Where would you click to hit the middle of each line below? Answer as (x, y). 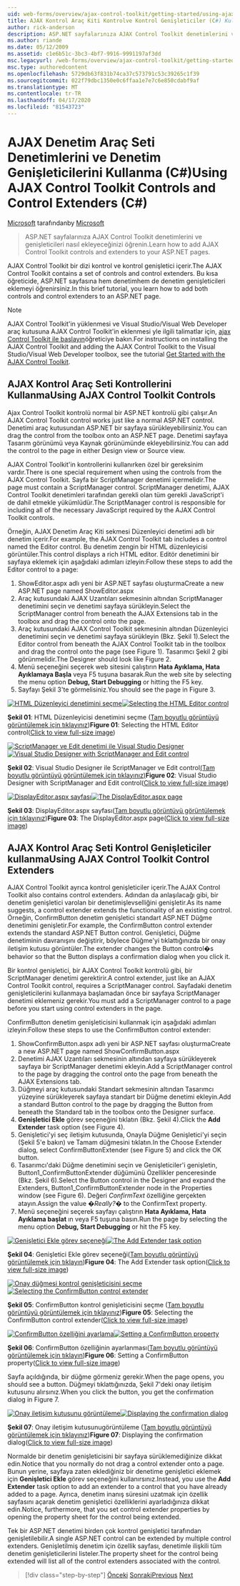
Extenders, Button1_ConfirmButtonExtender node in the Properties (115, 1188)
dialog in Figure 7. (33, 1400)
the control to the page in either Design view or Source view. (96, 450)
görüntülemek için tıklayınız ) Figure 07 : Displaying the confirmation (105, 1435)
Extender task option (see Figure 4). (71, 1127)
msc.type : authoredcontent (47, 67)
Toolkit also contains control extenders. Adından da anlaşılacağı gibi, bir (113, 895)
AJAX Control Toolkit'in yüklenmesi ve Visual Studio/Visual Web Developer (117, 324)
